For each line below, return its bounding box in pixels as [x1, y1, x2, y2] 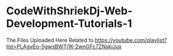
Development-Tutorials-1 [6, 17, 132, 30]
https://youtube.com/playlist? [94, 36, 167, 43]
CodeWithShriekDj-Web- [6, 4, 133, 18]
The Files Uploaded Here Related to [6, 36, 94, 43]
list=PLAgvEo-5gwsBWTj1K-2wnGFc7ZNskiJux [6, 43, 122, 50]
